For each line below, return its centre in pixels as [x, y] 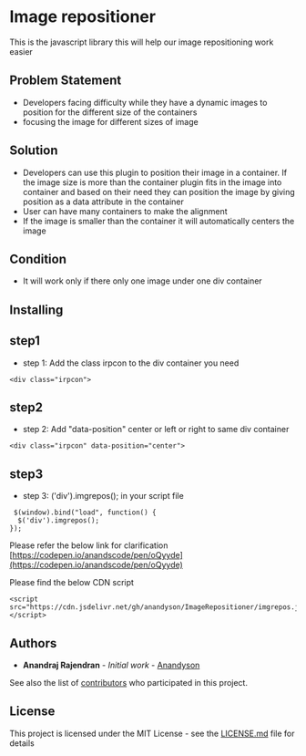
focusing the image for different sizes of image [110, 121]
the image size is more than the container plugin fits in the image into [152, 182]
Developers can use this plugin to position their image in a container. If [155, 172]
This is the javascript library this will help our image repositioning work [142, 42]
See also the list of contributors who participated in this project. [129, 683]
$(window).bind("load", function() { [85, 513]
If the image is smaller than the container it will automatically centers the [158, 221]
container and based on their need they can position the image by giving [159, 192]
